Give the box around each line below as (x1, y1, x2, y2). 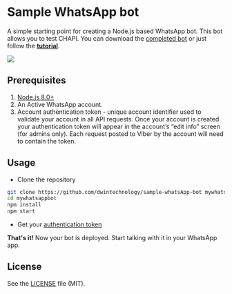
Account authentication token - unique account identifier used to (17, 108, 202, 116)
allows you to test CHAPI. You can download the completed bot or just (7, 34, 207, 42)
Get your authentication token (17, 220, 102, 228)
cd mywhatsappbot (7, 195, 57, 202)
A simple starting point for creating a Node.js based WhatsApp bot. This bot (7, 27, 223, 35)
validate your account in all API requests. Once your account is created (17, 115, 220, 123)
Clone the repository (17, 175, 76, 184)
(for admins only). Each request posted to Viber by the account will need (17, 129, 224, 138)
